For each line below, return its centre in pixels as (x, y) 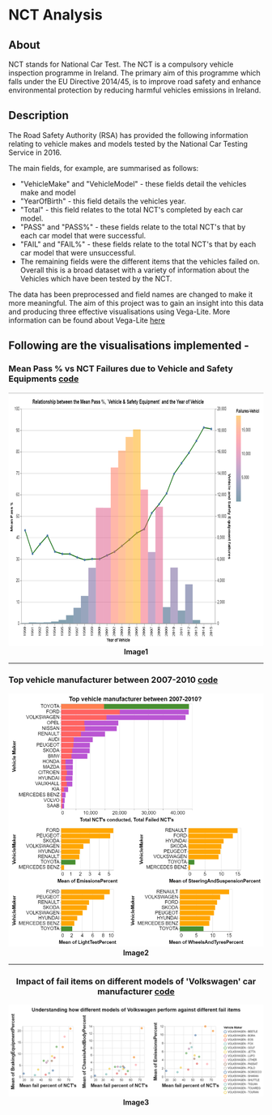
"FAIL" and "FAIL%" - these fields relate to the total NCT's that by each (138, 244)
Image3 (136, 1102)
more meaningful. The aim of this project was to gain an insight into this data (136, 302)
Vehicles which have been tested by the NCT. (96, 278)
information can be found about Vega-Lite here (87, 320)
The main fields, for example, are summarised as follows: (104, 168)
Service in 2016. (35, 152)
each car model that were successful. (83, 235)
